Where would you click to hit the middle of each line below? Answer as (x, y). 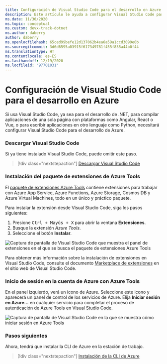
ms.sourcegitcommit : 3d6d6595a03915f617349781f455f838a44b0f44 (72, 47)
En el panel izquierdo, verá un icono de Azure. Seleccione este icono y (78, 292)
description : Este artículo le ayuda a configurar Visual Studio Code (80, 14)
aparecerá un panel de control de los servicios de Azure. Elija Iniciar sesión (83, 297)
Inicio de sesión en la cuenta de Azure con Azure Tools (73, 281)
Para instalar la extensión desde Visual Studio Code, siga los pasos (74, 208)
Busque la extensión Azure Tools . (46, 228)
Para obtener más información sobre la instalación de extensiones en (76, 257)
